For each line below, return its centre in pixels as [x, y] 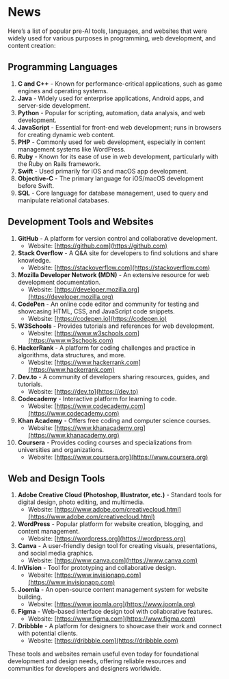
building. [30, 597]
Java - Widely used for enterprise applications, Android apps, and [111, 98]
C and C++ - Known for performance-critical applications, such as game [120, 84]
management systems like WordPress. [71, 149]
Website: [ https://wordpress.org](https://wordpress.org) [107, 538]
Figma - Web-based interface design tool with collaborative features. [115, 612]
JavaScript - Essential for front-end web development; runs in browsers [119, 127]
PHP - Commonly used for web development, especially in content [111, 142]
